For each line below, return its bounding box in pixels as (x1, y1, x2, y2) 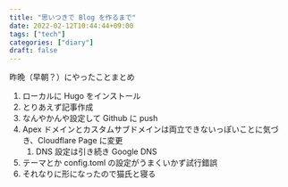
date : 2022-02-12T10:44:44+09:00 (9, 21, 134, 30)
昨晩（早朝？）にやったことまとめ (9, 72, 135, 83)
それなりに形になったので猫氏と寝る (21, 168, 157, 179)
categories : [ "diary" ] (9, 37, 94, 47)
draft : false (9, 46, 58, 55)
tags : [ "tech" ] (9, 29, 66, 38)
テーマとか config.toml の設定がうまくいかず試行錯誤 (21, 158, 218, 168)
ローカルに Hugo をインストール (21, 91, 141, 102)
